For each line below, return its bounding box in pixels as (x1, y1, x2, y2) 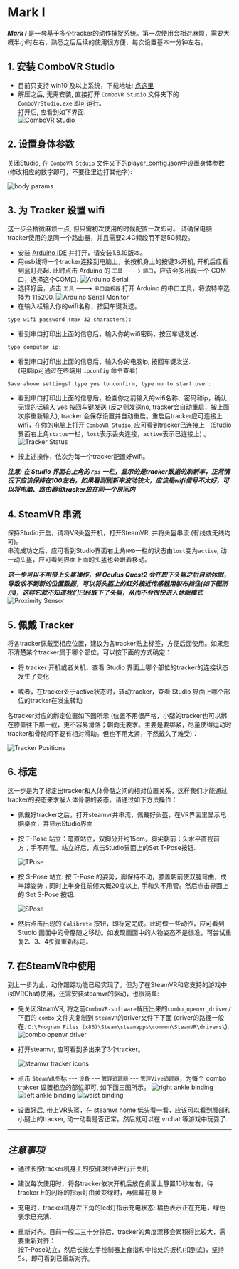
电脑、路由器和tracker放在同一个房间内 (19, 485, 136, 494)
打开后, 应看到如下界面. (17, 108, 86, 116)
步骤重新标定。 (48, 936, 92, 946)
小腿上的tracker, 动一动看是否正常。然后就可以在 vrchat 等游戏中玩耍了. (17, 1114, 228, 1123)
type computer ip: (7, 344, 62, 351)
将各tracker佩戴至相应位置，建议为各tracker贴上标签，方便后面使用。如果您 (7, 639, 230, 647)
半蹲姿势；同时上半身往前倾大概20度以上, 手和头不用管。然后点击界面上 (17, 881, 229, 889)
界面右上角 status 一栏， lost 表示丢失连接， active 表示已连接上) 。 (17, 430, 211, 438)
